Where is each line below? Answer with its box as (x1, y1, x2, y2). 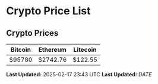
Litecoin (73, 46, 97, 54)
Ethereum (38, 46, 67, 54)
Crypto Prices (6, 28, 59, 38)
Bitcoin (10, 46, 31, 54)
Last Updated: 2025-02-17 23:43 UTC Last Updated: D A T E (6, 71, 152, 78)
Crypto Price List (6, 4, 91, 18)
